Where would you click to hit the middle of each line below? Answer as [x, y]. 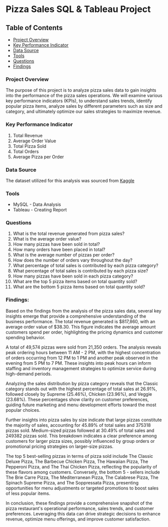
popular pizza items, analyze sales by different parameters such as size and [84, 106]
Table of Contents [34, 28]
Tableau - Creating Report [40, 210]
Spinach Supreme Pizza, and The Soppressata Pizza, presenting [72, 482]
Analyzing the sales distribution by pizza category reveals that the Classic [82, 383]
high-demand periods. [29, 374]
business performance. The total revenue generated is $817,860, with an [80, 321]
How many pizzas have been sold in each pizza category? [73, 276]
